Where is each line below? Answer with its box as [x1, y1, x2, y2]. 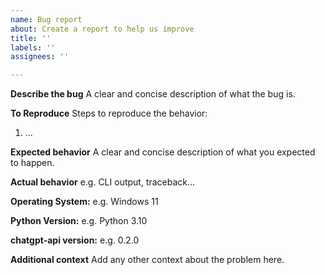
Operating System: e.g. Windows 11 [10, 196, 159, 208]
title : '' [10, 33, 52, 43]
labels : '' [10, 42, 56, 53]
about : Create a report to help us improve [10, 24, 195, 34]
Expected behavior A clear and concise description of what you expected [10, 146, 316, 158]
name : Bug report [10, 14, 83, 25]
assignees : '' [10, 52, 70, 62]
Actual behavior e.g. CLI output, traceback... [10, 176, 196, 188]
